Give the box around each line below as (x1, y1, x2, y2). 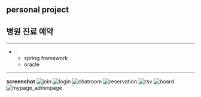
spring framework (23, 55, 68, 62)
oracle (23, 61, 40, 68)
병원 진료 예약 (6, 26, 54, 36)
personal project (6, 5, 69, 15)
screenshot (6, 78, 36, 85)
